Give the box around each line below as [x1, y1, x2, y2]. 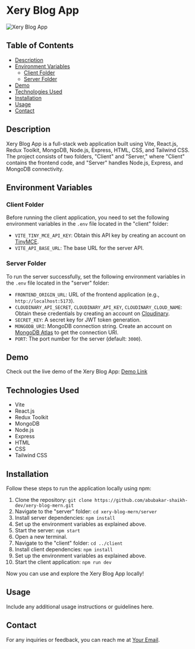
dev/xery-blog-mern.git [14, 503, 74, 508]
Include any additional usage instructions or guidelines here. [6, 603, 154, 610]
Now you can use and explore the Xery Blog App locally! [6, 570, 144, 577]
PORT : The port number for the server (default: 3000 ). [14, 335, 143, 342]
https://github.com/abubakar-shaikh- [94, 497, 188, 503]
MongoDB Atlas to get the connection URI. [14, 329, 119, 336]
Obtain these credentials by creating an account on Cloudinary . [14, 310, 170, 317]
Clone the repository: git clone [14, 496, 92, 503]
